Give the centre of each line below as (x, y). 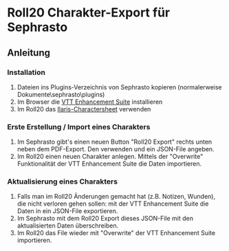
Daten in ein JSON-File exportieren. (67, 211)
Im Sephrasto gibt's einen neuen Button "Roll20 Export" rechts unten (115, 142)
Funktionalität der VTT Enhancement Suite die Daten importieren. (109, 164)
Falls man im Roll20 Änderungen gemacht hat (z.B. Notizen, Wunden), (116, 197)
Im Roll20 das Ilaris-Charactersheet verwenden (84, 109)
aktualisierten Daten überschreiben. (68, 226)
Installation (26, 72)
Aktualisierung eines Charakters (63, 182)
